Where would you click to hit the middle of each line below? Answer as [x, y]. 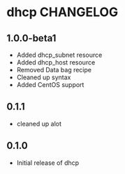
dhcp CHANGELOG [62, 12]
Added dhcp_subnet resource [59, 55]
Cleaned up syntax [44, 77]
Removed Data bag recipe [54, 70]
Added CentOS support [50, 85]
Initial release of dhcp [48, 163]
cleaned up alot [39, 123]
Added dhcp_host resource [56, 62]
